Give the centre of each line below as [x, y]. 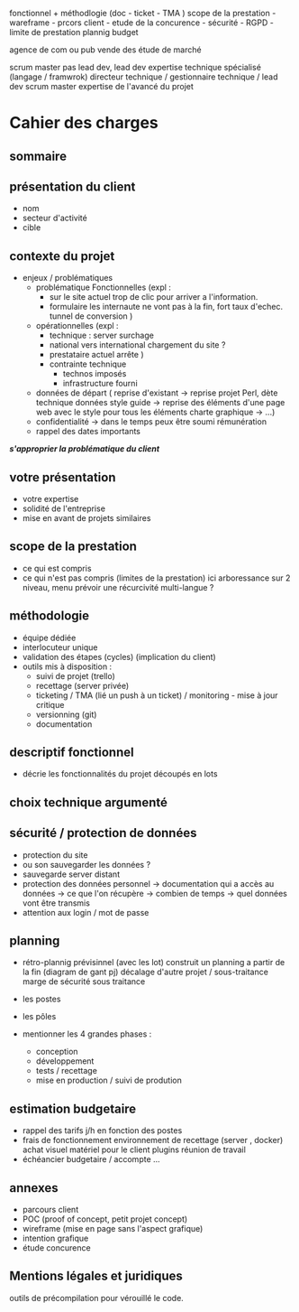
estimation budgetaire [73, 1108]
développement [65, 1061]
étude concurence [57, 1248]
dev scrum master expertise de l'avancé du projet [101, 86]
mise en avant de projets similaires [86, 518]
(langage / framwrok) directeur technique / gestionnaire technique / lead [144, 77]
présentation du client [72, 186]
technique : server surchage [102, 335]
